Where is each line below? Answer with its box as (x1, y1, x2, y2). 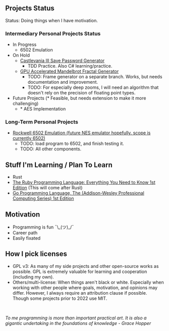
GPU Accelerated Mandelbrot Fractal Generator (20, 68, 119, 75)
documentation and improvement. (27, 79, 98, 85)
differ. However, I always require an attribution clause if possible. (12, 290, 147, 296)
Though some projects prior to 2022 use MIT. (12, 295, 107, 301)
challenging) (12, 100, 39, 106)
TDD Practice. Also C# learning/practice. (27, 63, 112, 69)
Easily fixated (12, 235, 41, 241)
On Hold (12, 52, 30, 59)
